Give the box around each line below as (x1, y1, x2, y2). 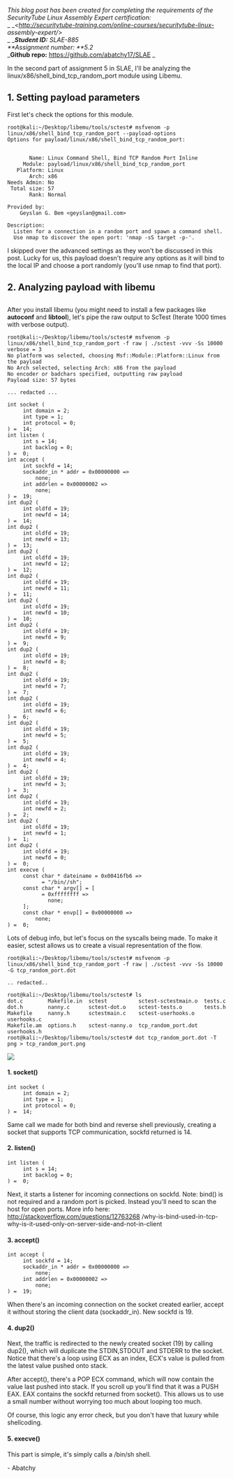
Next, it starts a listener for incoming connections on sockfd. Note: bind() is (7, 1190, 223, 1198)
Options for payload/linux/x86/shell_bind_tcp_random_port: (7, 136, 186, 143)
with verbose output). (7, 320, 70, 328)
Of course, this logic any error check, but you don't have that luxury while (7, 1411, 219, 1420)
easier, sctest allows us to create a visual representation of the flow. (7, 941, 202, 949)
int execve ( (7, 866, 45, 873)
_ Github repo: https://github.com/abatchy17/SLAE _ (7, 50, 156, 59)
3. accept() (7, 1236, 40, 1244)
